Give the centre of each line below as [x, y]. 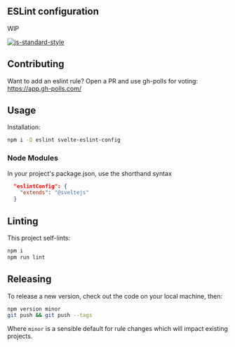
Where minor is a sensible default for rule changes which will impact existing [117, 329]
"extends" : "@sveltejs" [55, 193]
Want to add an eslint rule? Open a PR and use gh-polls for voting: [103, 81]
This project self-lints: [39, 238]
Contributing [36, 64]
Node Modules [33, 158]
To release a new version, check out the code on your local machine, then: [115, 296]
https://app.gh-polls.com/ [45, 88]
